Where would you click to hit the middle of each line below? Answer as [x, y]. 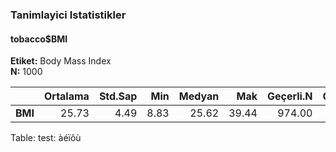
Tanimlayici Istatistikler [68, 15]
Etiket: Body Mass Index [61, 61]
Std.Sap [118, 96]
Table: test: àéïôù [46, 138]
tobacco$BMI [39, 39]
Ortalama [66, 96]
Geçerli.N [289, 96]
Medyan [199, 96]
